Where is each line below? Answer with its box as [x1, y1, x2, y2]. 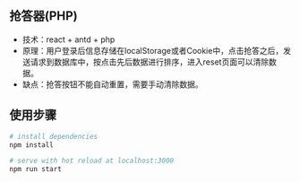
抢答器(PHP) [9, 8, 78, 24]
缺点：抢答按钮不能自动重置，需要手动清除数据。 [21, 79, 203, 90]
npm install [9, 140, 54, 150]
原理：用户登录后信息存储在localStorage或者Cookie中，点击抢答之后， [21, 45, 284, 56]
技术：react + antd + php [21, 34, 116, 45]
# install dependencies [9, 132, 99, 141]
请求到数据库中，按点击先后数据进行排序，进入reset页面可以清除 [30, 56, 270, 67]
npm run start [9, 165, 63, 174]
